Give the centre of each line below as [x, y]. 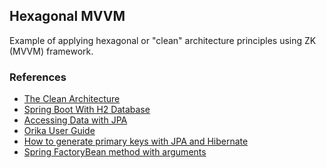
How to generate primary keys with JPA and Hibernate [136, 141]
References [38, 77]
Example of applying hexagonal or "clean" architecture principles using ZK [163, 40]
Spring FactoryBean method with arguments [115, 152]
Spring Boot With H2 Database [87, 110]
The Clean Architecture [72, 99]
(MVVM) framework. [51, 51]
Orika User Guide [59, 131]
